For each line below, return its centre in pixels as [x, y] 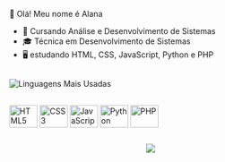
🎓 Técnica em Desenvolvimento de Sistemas [106, 41]
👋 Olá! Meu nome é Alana [56, 14]
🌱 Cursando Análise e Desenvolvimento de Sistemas [119, 31]
